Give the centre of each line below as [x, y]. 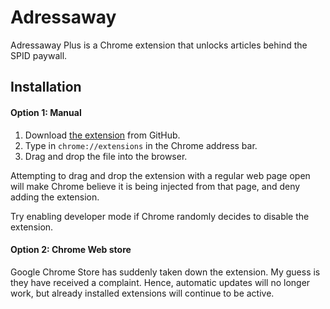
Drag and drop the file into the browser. [106, 156]
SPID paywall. [39, 55]
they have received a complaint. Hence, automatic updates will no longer [160, 282]
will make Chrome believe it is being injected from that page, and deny [155, 186]
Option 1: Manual [46, 112]
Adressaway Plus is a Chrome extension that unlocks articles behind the [159, 45]
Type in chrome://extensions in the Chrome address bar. [141, 145]
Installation [46, 87]
